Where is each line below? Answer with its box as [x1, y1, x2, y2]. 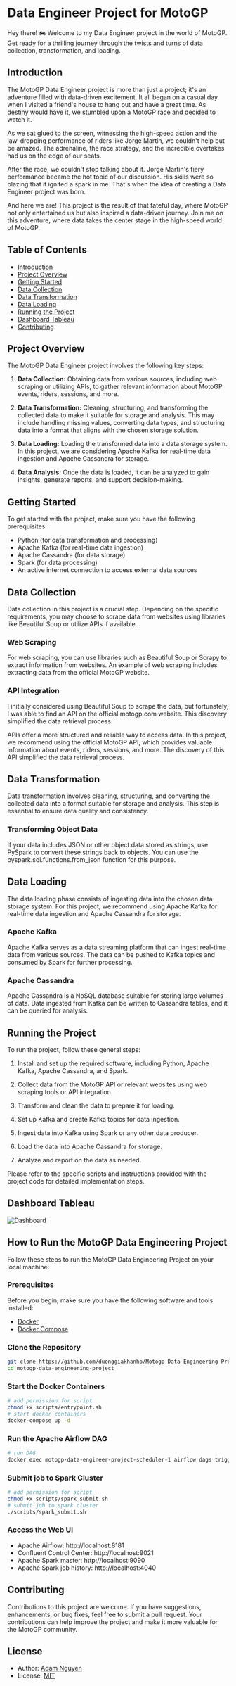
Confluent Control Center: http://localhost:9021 [17, 1548, 154, 1557]
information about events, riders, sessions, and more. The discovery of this [7, 745, 225, 754]
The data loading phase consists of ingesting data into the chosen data [7, 894, 213, 903]
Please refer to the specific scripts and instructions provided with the [7, 1170, 207, 1178]
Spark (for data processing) [17, 558, 98, 567]
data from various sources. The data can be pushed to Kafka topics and [7, 950, 216, 958]
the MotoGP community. [7, 1625, 78, 1633]
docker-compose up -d [7, 1416, 71, 1424]
